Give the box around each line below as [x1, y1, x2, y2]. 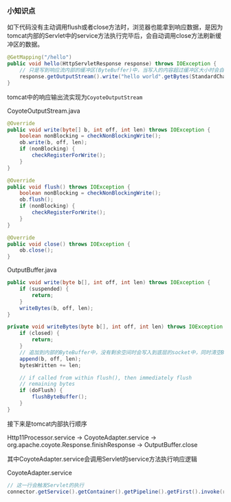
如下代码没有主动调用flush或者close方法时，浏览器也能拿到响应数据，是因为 [7, 23, 223, 32]
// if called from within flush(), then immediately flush [19, 374, 192, 381]
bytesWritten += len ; [19, 362, 81, 369]
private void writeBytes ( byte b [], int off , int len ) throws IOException [7, 323, 223, 331]
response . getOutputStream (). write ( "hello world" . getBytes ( [19, 73, 192, 80]
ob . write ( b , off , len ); [19, 139, 88, 146]
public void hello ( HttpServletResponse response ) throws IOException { [7, 61, 217, 67]
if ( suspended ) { [19, 285, 69, 293]
